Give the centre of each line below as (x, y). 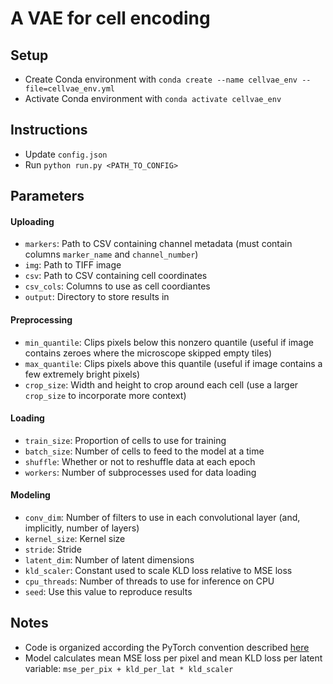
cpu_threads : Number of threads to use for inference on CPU (149, 581)
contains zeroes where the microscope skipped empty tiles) (148, 353)
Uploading (32, 221)
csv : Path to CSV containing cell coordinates (116, 276)
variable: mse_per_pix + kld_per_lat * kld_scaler (129, 668)
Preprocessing (41, 320)
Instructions (49, 130)
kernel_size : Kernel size (75, 539)
